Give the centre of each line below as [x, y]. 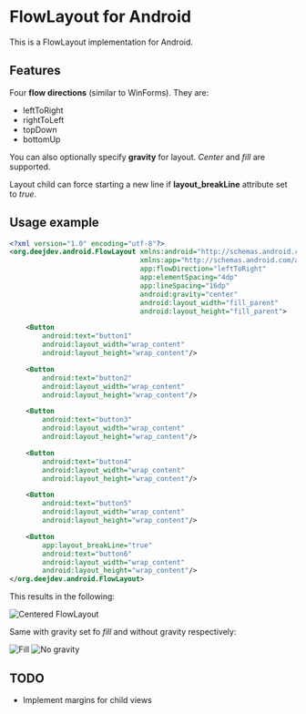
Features [35, 71]
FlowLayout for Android [100, 17]
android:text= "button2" [87, 378]
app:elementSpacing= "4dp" [189, 278]
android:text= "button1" [87, 336]
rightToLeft [43, 119]
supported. [30, 167]
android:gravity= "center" [189, 294]
